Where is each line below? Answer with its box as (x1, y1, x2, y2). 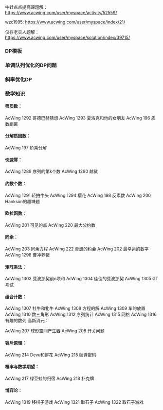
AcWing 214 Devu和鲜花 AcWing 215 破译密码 (5, 352, 96, 358)
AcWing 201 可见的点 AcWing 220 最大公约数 (5, 222, 96, 228)
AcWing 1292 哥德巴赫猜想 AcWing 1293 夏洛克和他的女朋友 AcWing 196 (5, 115, 150, 120)
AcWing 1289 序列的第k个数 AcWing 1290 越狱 (5, 169, 98, 174)
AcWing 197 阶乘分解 (5, 145, 47, 151)
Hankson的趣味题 (5, 198, 40, 204)
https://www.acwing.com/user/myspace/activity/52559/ (5, 10, 117, 16)
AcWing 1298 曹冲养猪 (5, 252, 50, 257)
